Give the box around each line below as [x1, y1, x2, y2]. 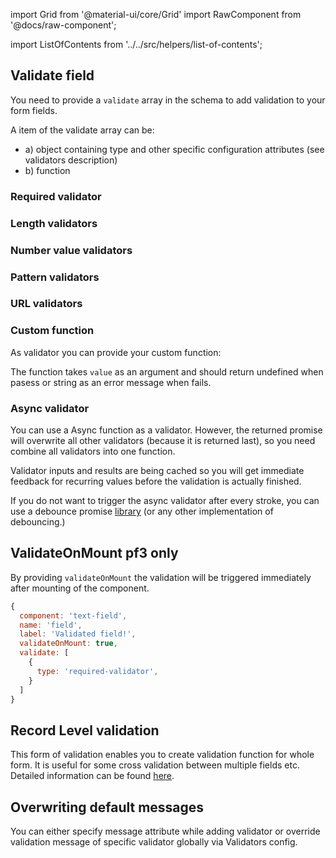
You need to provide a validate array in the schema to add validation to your [10, 94, 326, 106]
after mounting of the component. [10, 582, 150, 594]
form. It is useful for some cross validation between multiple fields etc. [10, 759, 300, 771]
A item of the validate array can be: [10, 124, 155, 136]
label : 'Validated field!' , [19, 629, 137, 639]
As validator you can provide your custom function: [10, 346, 222, 358]
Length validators [10, 216, 98, 230]
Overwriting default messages [10, 799, 205, 816]
